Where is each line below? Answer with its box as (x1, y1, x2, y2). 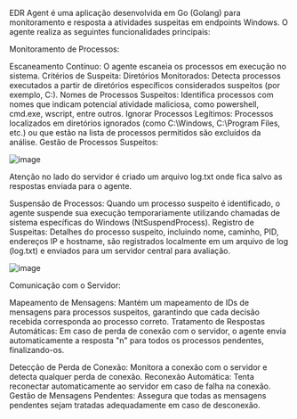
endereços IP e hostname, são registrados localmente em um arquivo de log (9, 236, 289, 246)
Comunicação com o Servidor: (9, 280, 122, 291)
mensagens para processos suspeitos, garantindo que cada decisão (9, 307, 261, 317)
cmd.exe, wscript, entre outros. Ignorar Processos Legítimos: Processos (9, 109, 274, 119)
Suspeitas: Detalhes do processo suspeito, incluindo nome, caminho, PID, (9, 226, 279, 237)
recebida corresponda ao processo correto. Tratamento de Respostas (9, 316, 265, 326)
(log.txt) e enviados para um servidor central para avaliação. (9, 245, 231, 256)
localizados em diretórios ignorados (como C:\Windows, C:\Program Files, (9, 118, 281, 128)
